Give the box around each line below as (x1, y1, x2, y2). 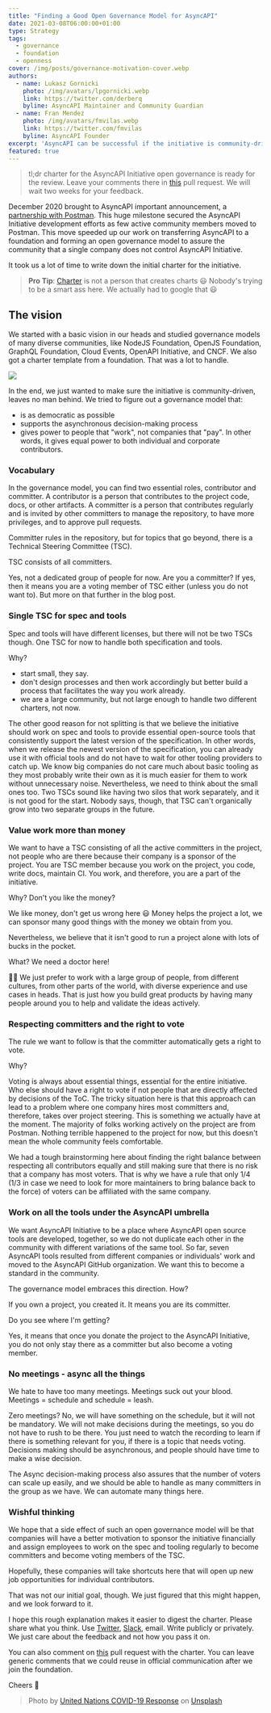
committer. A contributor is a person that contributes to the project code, (8, 492, 250, 502)
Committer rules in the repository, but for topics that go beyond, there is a (8, 533, 253, 543)
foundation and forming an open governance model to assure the (8, 236, 225, 246)
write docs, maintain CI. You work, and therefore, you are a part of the (8, 869, 241, 879)
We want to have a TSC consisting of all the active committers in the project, (8, 843, 262, 853)
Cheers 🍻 (8, 1681, 40, 1690)
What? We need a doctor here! (8, 957, 110, 967)
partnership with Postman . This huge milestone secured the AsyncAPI (8, 211, 240, 220)
